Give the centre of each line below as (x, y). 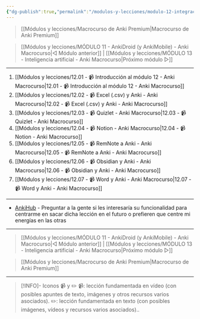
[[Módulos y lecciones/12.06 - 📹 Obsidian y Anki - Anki (83, 161)
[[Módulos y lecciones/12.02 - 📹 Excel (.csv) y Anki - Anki (86, 95)
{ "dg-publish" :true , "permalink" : (48, 12)
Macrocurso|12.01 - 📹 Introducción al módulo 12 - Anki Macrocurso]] (99, 86)
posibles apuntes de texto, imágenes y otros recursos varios (95, 294)
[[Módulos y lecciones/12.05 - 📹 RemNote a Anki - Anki (83, 143)
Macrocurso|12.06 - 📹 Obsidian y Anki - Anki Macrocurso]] (87, 170)
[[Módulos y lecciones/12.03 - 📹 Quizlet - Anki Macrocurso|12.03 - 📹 (100, 113)
